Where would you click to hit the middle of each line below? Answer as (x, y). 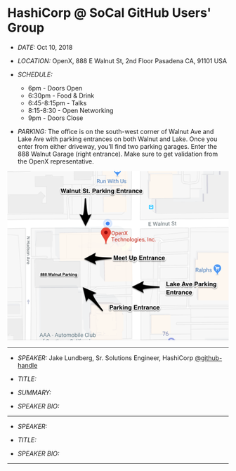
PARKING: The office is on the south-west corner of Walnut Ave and (116, 131)
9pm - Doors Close (55, 118)
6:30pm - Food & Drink (61, 95)
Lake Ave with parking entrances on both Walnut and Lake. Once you (117, 139)
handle (27, 365)
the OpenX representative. (56, 161)
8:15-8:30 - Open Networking (71, 110)
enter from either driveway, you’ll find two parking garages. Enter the (117, 146)
